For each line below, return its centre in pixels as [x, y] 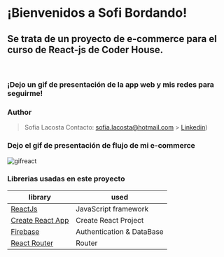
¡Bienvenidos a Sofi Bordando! [97, 13]
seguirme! [25, 93]
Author [20, 112]
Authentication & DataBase [120, 231]
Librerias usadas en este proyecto [66, 179]
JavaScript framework [112, 209]
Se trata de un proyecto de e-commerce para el [112, 39]
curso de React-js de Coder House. [85, 49]
